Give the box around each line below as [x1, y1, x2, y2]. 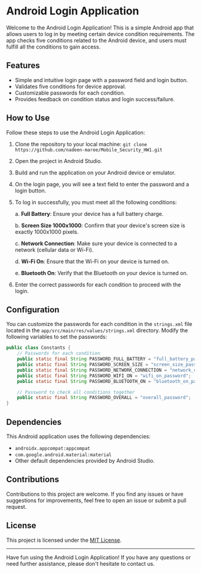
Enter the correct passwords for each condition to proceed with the [14, 281, 181, 288]
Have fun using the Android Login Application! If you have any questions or [6, 553, 191, 561]
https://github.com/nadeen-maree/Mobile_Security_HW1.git [14, 147, 163, 153]
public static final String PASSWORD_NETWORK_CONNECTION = [17, 367, 167, 373]
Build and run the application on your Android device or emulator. [14, 169, 176, 176]
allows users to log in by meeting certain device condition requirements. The [6, 30, 195, 37]
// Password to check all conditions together [17, 389, 135, 395]
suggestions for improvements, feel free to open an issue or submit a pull [6, 496, 187, 504]
